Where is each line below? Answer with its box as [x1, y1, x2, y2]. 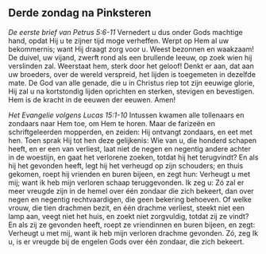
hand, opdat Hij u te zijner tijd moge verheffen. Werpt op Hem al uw [8, 36, 229, 45]
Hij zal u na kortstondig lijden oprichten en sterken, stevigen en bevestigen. [8, 87, 255, 96]
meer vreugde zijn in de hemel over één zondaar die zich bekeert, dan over [8, 186, 254, 195]
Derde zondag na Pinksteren [8, 6, 152, 20]
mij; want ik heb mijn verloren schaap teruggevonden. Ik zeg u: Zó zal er [8, 178, 245, 187]
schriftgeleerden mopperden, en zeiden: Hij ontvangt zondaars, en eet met [8, 127, 253, 137]
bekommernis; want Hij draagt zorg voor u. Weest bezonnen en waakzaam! [8, 44, 254, 54]
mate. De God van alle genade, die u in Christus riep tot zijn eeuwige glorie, [8, 78, 256, 87]
